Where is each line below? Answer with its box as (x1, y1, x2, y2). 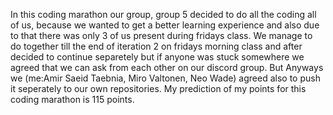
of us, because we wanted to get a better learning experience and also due (10, 19, 320, 31)
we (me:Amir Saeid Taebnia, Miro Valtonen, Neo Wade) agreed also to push (10, 72, 321, 84)
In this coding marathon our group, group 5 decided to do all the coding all (10, 9, 317, 20)
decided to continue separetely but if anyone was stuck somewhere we (10, 51, 305, 63)
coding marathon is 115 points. (10, 94, 135, 105)
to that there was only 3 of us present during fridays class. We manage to (10, 30, 313, 41)
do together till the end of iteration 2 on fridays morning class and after (10, 40, 303, 52)
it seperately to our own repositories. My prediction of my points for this (10, 83, 307, 94)
